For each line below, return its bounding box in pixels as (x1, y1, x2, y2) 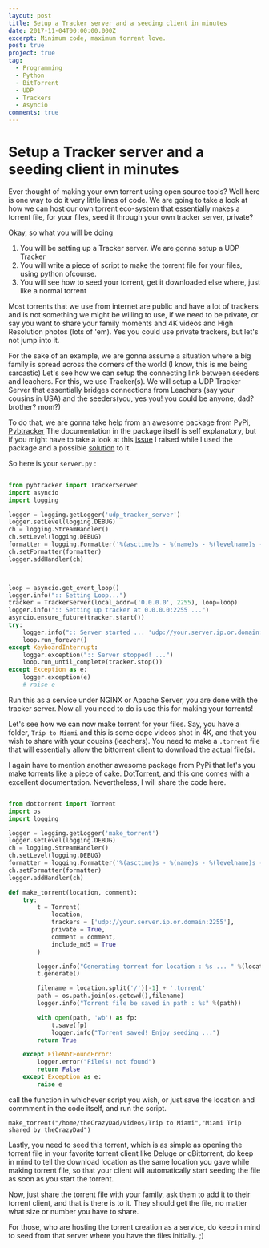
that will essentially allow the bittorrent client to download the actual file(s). (8, 745, 255, 754)
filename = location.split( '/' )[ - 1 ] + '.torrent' (37, 984, 206, 992)
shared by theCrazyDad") (8, 1125, 91, 1134)
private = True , (50, 926, 106, 934)
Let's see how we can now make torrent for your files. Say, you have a (8, 719, 240, 729)
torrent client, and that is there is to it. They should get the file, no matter (8, 1198, 248, 1207)
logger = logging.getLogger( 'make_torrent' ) (8, 829, 159, 838)
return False (37, 1065, 81, 1074)
